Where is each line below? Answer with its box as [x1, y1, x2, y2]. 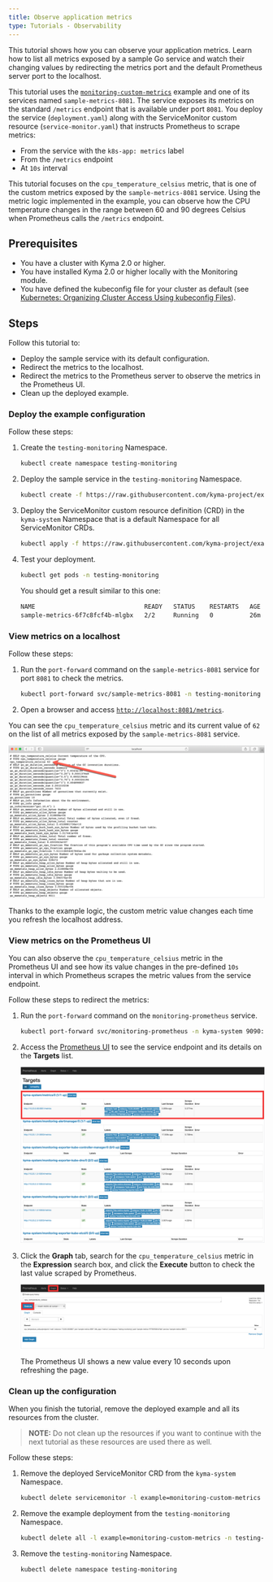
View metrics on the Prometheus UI [8, 935, 151, 946]
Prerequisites [8, 237, 78, 250]
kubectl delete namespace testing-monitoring [19, 1566, 177, 1574]
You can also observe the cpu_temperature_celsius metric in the [8, 954, 223, 963]
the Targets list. [19, 1051, 74, 1061]
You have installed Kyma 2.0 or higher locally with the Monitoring [19, 267, 238, 276]
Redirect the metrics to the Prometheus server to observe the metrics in [19, 371, 261, 381]
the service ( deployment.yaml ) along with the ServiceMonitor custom [8, 112, 237, 122]
